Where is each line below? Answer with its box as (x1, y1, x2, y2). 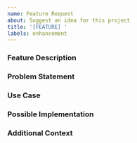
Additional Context (7, 128, 73, 137)
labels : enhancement (7, 29, 68, 37)
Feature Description (7, 53, 77, 63)
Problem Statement (7, 71, 75, 81)
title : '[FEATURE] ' (7, 23, 68, 30)
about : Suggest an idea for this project (7, 17, 131, 24)
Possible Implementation (7, 109, 94, 119)
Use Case (7, 90, 41, 100)
